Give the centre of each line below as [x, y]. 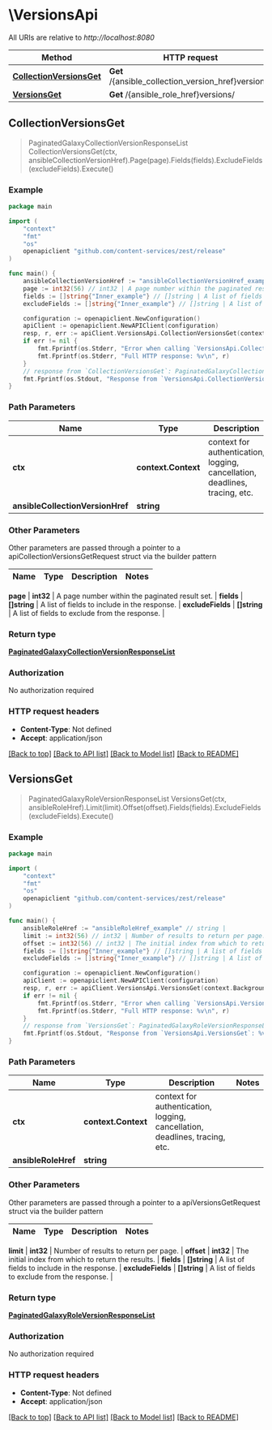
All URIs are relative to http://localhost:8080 [82, 37]
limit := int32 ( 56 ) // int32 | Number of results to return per [134, 936]
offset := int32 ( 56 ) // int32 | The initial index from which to [136, 943]
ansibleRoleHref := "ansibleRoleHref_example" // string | [125, 928]
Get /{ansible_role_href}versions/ [172, 94]
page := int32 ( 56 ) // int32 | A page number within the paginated [137, 289]
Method [57, 57]
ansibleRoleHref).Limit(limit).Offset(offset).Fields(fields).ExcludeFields [144, 807]
